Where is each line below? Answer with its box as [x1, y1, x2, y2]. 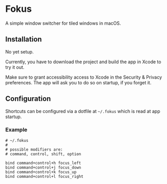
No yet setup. [5, 48, 34, 54]
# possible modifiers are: [5, 147, 63, 152]
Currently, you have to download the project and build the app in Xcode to [5, 59, 161, 65]
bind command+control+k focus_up [5, 169, 77, 175]
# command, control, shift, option [5, 151, 81, 157]
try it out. [5, 64, 25, 70]
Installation [5, 35, 42, 44]
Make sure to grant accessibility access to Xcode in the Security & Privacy [5, 74, 162, 80]
